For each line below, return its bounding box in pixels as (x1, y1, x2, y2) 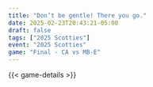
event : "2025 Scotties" (8, 41, 87, 49)
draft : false (8, 26, 52, 34)
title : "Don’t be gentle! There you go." (8, 11, 147, 20)
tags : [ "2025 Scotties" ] (8, 33, 90, 42)
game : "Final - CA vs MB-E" (8, 48, 101, 56)
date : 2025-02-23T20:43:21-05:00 (8, 19, 119, 27)
